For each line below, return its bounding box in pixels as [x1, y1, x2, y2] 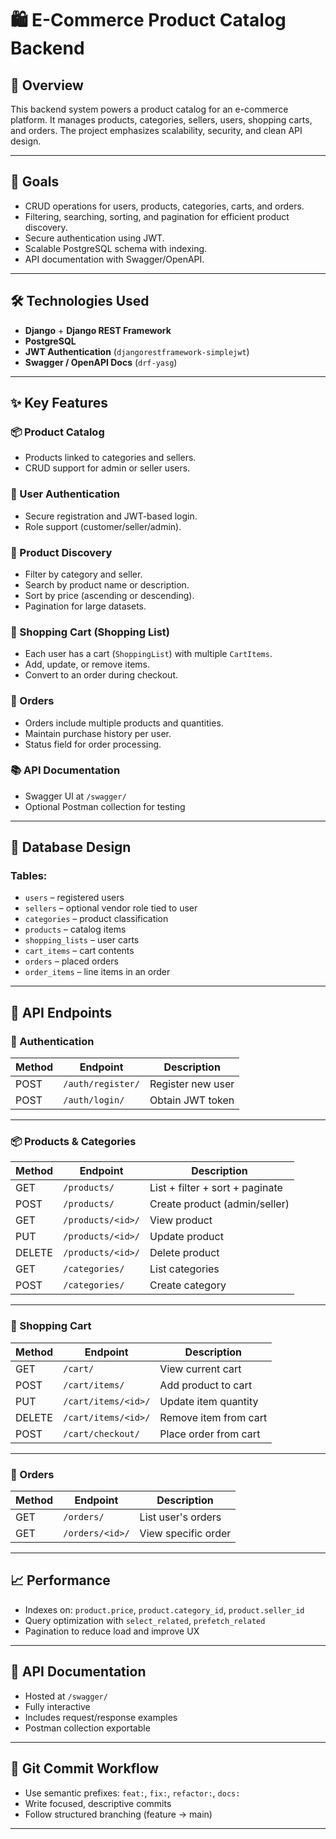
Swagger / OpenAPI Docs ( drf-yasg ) [24, 356, 178, 368]
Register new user [149, 1077, 235, 1091]
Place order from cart [159, 1427, 261, 1441]
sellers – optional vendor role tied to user [24, 902, 198, 914]
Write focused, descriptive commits [24, 1797, 172, 1809]
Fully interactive [24, 1700, 91, 1712]
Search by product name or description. [24, 578, 190, 591]
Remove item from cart [159, 1410, 268, 1424]
